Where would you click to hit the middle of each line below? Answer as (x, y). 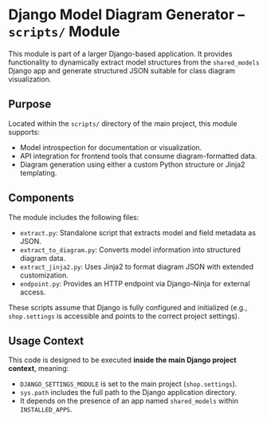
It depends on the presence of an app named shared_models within (129, 401)
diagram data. (43, 258)
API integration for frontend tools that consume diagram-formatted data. (138, 156)
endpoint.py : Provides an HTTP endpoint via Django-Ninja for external (135, 283)
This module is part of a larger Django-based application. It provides (120, 53)
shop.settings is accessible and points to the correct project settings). (124, 316)
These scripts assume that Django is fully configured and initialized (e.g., (128, 307)
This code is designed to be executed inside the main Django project (122, 360)
